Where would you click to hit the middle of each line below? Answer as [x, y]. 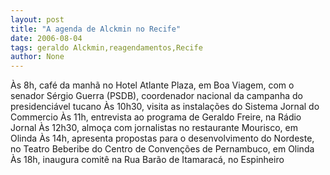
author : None [37, 57]
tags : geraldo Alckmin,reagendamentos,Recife [106, 47]
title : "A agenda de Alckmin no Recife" [96, 29]
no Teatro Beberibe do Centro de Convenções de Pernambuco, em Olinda [162, 149]
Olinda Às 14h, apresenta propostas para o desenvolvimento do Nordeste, [162, 138]
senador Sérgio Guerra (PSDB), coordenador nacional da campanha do [156, 96]
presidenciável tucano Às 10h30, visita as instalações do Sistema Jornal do [165, 107]
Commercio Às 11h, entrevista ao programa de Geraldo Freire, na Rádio [156, 117]
